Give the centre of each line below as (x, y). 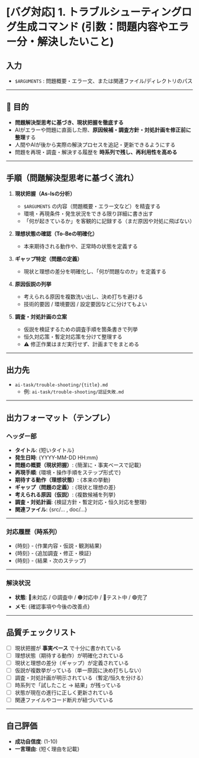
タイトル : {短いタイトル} (44, 450)
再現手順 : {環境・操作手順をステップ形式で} (68, 473)
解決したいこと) (76, 42)
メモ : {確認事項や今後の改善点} (52, 606)
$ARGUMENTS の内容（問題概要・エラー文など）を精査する (92, 206)
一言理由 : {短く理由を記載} (47, 749)
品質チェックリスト (41, 633)
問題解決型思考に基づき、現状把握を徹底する (69, 122)
